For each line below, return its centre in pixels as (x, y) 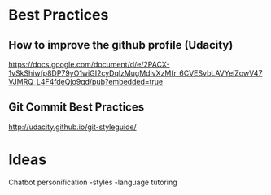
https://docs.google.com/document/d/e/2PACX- (89, 64)
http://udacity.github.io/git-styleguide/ (72, 127)
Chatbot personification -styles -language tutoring (93, 182)
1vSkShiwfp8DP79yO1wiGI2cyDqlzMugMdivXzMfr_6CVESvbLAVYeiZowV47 (135, 73)
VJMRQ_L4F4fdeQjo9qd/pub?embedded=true (86, 82)
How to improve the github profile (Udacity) (121, 45)
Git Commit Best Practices (76, 107)
